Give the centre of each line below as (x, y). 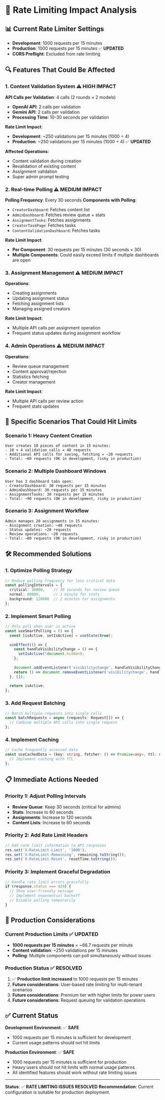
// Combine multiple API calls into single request (64, 723)
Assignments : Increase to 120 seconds (52, 817)
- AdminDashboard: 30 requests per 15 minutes (54, 490)
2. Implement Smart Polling (38, 616)
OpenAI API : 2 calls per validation (46, 107)
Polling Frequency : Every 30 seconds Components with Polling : (71, 200)
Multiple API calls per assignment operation (56, 328)
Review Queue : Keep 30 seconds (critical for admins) (67, 807)
